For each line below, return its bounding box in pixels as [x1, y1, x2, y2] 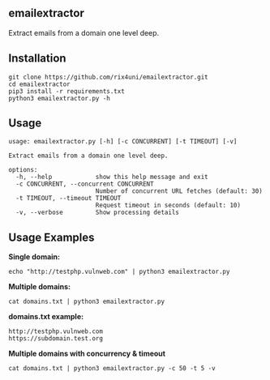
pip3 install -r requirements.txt [8, 87, 126, 96]
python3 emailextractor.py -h [8, 94, 111, 102]
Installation [8, 52, 66, 66]
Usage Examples [8, 230, 95, 244]
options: [8, 166, 38, 174]
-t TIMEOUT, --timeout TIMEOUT [15, 194, 122, 203]
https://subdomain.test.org [8, 335, 104, 343]
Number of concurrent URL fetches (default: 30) [95, 187, 264, 195]
